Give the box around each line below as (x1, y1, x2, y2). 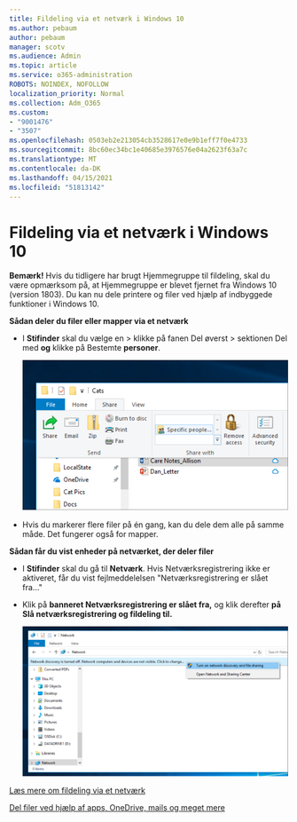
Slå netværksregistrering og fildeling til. (21, 609, 173, 620)
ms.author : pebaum (9, 23, 77, 33)
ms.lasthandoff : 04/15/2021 (9, 173, 113, 182)
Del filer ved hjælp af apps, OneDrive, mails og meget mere (9, 802, 226, 812)
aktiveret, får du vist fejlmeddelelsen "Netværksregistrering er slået (21, 573, 269, 583)
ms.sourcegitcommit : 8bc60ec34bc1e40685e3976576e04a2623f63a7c (9, 146, 248, 154)
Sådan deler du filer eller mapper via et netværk (9, 316, 189, 327)
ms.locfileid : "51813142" (9, 183, 105, 192)
